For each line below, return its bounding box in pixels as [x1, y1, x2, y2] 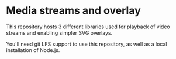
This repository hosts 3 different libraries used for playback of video [6, 23, 171, 30]
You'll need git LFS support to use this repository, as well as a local [6, 40, 167, 47]
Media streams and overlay [6, 4, 142, 17]
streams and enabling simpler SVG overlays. [6, 29, 113, 36]
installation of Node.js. [6, 46, 60, 53]
